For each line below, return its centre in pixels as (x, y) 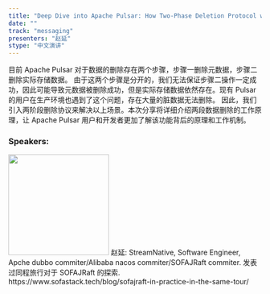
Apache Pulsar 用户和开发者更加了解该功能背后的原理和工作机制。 (141, 120)
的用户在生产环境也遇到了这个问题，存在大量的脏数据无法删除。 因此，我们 (133, 100)
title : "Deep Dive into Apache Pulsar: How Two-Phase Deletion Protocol (133, 16)
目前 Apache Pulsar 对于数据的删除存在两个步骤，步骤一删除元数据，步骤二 (133, 70)
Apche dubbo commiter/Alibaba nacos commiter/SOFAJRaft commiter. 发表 (133, 263)
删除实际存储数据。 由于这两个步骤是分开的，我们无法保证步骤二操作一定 (129, 80)
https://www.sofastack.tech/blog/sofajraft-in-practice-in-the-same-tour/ (129, 282)
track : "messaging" (41, 31)
